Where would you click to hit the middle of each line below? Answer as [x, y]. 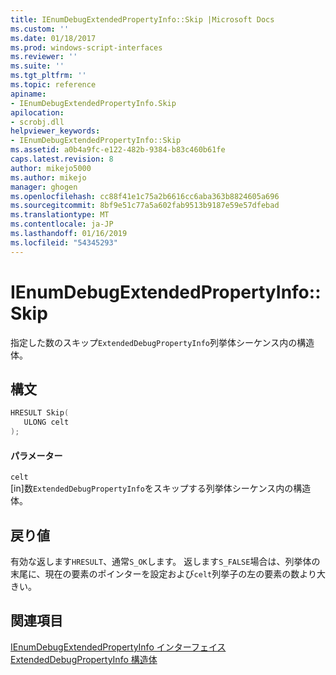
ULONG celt [46, 422]
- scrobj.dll [37, 122]
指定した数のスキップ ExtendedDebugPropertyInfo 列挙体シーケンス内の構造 [162, 342]
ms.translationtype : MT [60, 215]
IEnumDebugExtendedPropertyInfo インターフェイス [118, 647]
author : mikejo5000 [51, 168]
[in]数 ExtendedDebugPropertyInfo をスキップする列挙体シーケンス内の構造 [161, 488]
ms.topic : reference [53, 85]
